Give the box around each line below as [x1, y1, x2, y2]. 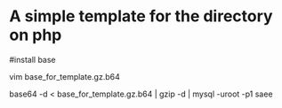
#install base [9, 54, 56, 65]
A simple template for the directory [9, 6, 273, 27]
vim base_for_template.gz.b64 [9, 71, 120, 81]
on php [9, 25, 62, 45]
